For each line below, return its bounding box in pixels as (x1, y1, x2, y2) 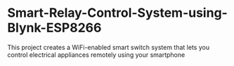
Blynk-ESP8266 (7, 20, 102, 36)
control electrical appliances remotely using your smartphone (7, 51, 186, 59)
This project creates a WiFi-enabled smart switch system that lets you (7, 43, 209, 51)
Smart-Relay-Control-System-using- (7, 5, 228, 21)
